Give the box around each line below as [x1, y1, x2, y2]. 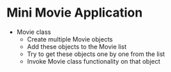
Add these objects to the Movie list [26, 42, 127, 51]
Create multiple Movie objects [26, 35, 113, 43]
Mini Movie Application [6, 5, 143, 21]
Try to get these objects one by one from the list [26, 50, 165, 58]
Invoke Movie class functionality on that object [26, 57, 161, 65]
